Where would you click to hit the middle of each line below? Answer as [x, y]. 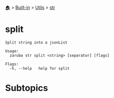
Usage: [12, 51]
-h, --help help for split [40, 68]
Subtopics [27, 88]
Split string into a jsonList [36, 42]
